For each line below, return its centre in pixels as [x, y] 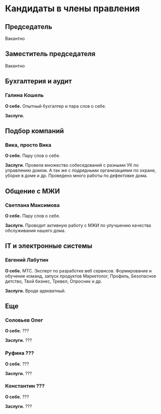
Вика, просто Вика [28, 145]
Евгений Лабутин [27, 260]
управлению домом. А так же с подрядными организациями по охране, [80, 171]
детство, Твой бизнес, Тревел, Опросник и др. [54, 281]
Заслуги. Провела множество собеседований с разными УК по [72, 165]
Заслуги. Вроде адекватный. [35, 291]
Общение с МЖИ [33, 191]
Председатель [29, 27]
